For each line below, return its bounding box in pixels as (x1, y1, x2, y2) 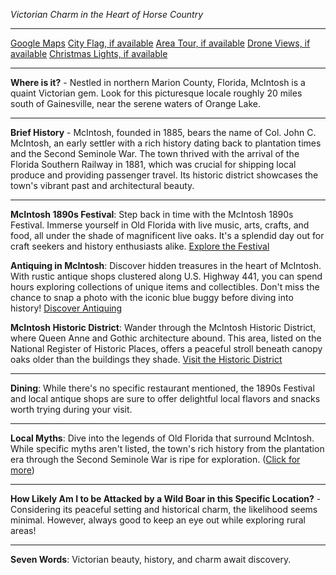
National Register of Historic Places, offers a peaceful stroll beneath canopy (10, 343, 323, 354)
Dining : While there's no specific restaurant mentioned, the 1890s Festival (10, 382, 315, 394)
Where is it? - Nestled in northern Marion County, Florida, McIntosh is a (10, 77, 306, 88)
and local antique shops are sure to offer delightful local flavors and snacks (10, 393, 321, 404)
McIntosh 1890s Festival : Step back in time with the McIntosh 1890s (10, 209, 294, 220)
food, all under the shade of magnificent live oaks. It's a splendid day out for (10, 230, 325, 241)
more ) (10, 464, 35, 476)
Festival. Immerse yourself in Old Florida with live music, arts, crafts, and (10, 219, 310, 231)
